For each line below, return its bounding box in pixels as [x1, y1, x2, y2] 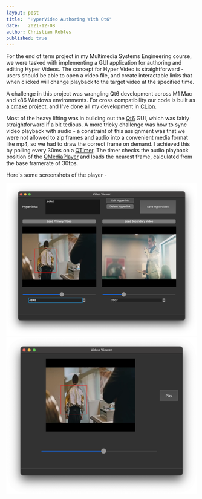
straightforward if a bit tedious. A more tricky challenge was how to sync [6, 121, 187, 128]
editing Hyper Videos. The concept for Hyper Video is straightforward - [6, 65, 184, 73]
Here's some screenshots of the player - [6, 171, 107, 178]
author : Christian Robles [6, 29, 71, 35]
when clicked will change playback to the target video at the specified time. [6, 79, 195, 86]
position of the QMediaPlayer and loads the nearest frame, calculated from [6, 153, 192, 160]
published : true [6, 35, 47, 42]
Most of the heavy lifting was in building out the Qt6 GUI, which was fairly [6, 115, 189, 122]
